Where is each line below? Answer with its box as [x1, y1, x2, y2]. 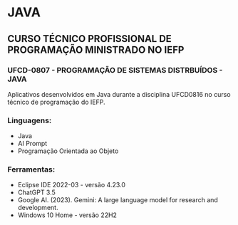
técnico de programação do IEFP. [7, 98, 105, 106]
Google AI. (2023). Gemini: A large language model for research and [17, 196, 219, 204]
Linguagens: [7, 115, 52, 125]
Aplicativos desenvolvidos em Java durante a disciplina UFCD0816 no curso [7, 90, 231, 98]
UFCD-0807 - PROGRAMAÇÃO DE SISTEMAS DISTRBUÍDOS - [7, 65, 223, 75]
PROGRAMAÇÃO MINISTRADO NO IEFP [7, 43, 185, 56]
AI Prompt [17, 140, 48, 148]
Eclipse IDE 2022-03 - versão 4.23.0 [17, 181, 126, 189]
